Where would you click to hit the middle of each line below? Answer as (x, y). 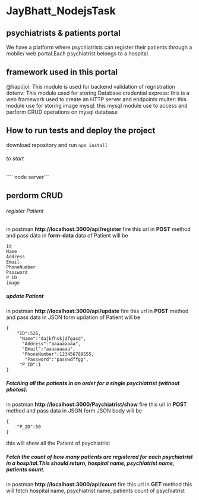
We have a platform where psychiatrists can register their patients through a (99, 47)
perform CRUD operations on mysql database (62, 112)
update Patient (25, 296)
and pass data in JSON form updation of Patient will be (73, 317)
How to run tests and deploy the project (81, 131)
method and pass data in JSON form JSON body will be (74, 411)
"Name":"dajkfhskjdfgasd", (53, 339)
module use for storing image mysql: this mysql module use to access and (97, 105)
